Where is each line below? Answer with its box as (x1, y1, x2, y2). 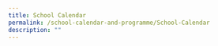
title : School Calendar (8, 11, 87, 19)
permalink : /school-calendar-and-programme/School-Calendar (8, 19, 211, 27)
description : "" (8, 26, 62, 34)
